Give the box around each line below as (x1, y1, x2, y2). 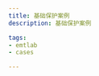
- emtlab (8, 41, 38, 49)
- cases (8, 49, 35, 57)
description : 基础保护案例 (8, 19, 92, 27)
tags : (8, 34, 27, 42)
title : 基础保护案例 (8, 11, 70, 20)
